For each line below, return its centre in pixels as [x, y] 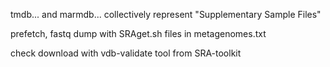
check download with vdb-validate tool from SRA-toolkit [126, 53]
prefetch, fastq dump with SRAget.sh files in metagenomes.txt [138, 33]
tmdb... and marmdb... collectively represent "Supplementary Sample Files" [166, 14]
